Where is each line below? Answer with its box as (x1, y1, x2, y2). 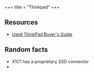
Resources (4, 18, 38, 26)
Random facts (4, 46, 48, 54)
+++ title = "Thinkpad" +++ (4, 4, 60, 10)
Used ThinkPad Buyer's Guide (11, 31, 73, 37)
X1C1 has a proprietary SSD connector (11, 58, 89, 64)
